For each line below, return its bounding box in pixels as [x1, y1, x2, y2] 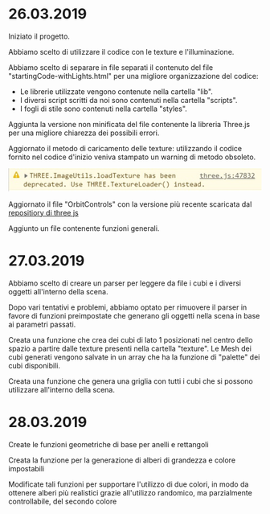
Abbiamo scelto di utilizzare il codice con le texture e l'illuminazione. [8, 47, 235, 56]
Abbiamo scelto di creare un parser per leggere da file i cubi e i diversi [8, 278, 241, 288]
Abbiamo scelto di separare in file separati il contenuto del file [8, 62, 214, 72]
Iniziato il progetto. [8, 31, 71, 41]
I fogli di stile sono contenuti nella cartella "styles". [19, 104, 187, 113]
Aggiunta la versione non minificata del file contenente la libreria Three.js [8, 119, 251, 129]
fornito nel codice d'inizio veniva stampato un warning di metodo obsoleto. [8, 152, 256, 162]
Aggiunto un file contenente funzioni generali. [8, 223, 160, 233]
